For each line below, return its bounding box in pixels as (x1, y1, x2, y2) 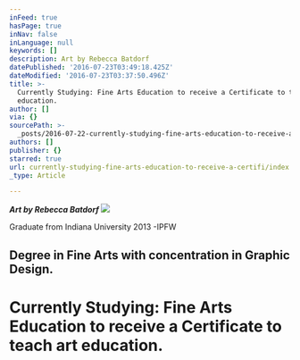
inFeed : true (9, 13, 58, 22)
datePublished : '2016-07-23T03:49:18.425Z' (9, 63, 174, 72)
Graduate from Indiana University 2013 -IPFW (9, 222, 177, 232)
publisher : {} (9, 146, 62, 155)
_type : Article (9, 171, 66, 180)
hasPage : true (9, 21, 62, 30)
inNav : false (9, 29, 58, 38)
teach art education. (9, 335, 163, 356)
